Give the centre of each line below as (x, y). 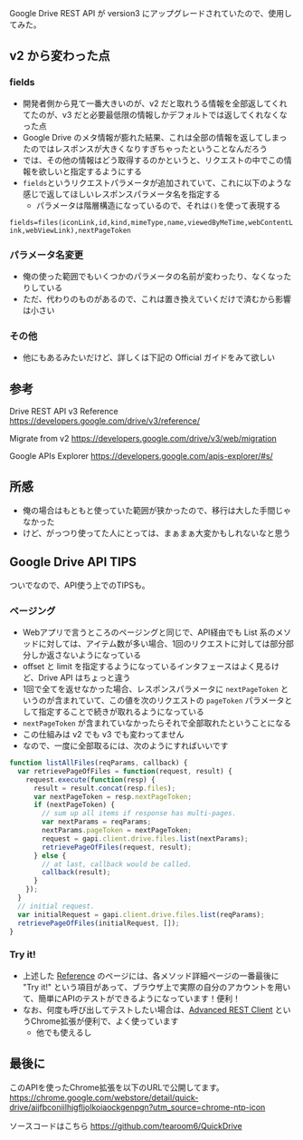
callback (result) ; (76, 872)
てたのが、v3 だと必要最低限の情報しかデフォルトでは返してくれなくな (155, 114)
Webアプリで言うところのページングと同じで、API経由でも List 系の (149, 632)
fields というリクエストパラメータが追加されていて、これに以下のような (157, 182)
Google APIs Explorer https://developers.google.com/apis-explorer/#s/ (141, 456)
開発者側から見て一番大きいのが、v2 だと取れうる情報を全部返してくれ (155, 103)
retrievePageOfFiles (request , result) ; (117, 847)
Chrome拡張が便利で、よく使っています (104, 1021)
